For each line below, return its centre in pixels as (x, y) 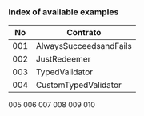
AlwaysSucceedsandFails (84, 46)
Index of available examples (64, 12)
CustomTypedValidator (78, 85)
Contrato (84, 33)
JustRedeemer (63, 59)
